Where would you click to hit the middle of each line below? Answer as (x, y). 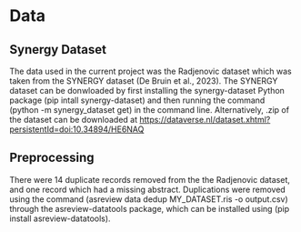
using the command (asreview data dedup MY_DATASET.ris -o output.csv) (149, 199)
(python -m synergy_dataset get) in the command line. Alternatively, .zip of (149, 110)
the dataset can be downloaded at (74, 120)
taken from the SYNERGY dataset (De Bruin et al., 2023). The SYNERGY (144, 81)
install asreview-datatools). (60, 218)
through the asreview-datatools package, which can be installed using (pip (150, 208)
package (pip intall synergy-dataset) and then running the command (137, 100)
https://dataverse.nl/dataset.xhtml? (205, 120)
